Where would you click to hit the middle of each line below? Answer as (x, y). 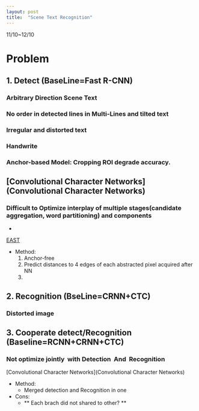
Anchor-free (39, 258)
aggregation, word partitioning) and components (79, 215)
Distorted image (30, 313)
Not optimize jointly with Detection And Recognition (86, 359)
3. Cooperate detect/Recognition (69, 333)
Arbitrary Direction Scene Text (52, 98)
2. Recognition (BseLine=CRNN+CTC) (78, 296)
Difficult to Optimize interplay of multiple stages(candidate (94, 208)
